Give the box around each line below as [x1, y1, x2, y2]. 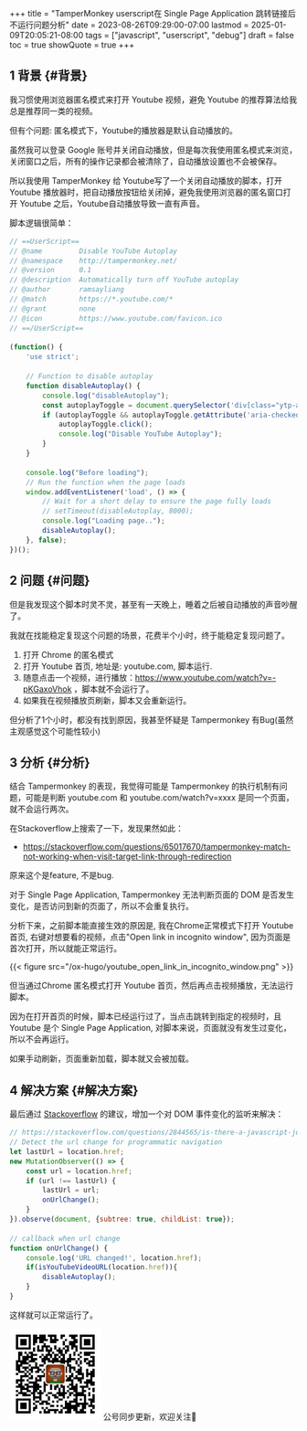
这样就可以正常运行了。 [9, 1309, 98, 1320]
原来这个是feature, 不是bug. [9, 870, 114, 881]
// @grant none [9, 304, 96, 313]
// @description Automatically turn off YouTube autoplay [9, 275, 239, 285]
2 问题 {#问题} [9, 573, 90, 588]
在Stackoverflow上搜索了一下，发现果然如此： [9, 823, 185, 834]
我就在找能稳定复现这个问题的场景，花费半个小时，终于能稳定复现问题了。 [9, 630, 290, 641]
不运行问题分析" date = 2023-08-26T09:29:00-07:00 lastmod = [9, 19, 249, 30]
